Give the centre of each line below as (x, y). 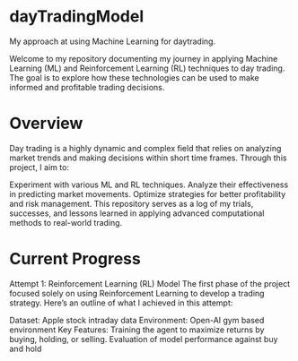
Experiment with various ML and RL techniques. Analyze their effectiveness (149, 185)
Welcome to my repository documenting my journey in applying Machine (144, 58)
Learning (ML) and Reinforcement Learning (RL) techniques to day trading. (147, 68)
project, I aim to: (39, 167)
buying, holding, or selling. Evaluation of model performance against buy (144, 339)
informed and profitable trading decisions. (87, 87)
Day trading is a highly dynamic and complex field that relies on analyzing (145, 148)
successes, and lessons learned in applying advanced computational (137, 213)
